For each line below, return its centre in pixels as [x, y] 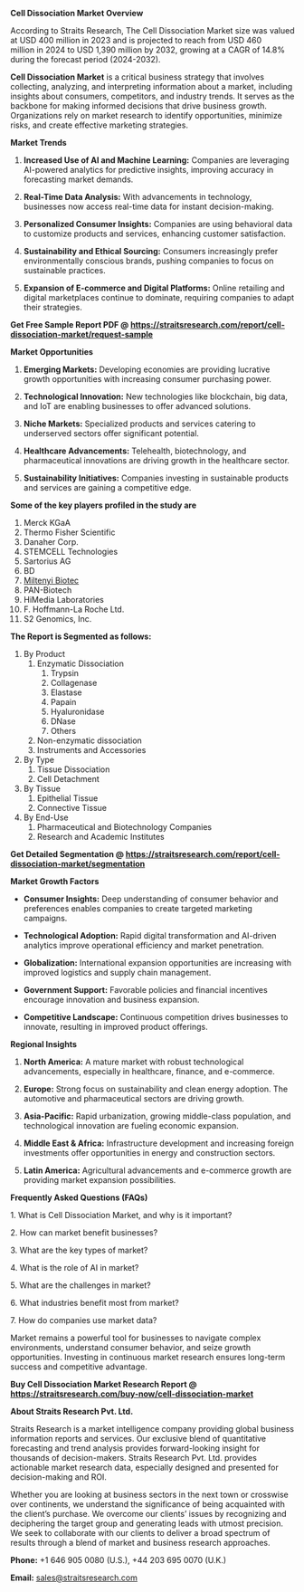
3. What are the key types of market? [79, 1250]
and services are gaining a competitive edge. [107, 487]
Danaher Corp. [51, 542]
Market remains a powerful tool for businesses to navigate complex [136, 1338]
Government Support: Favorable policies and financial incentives [145, 990]
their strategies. [52, 307]
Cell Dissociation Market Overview [77, 13]
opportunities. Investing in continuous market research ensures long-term [148, 1357]
